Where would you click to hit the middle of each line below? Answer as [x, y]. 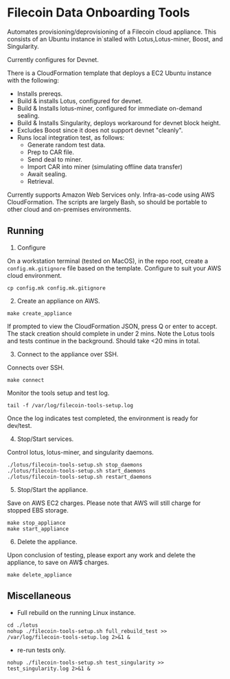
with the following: [33, 80]
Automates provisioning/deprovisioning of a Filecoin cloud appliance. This [112, 32]
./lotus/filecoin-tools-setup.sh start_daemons [77, 471]
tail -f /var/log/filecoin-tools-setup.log [70, 405]
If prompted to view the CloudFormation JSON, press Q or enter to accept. [112, 326]
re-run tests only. [42, 650]
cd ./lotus [23, 625]
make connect [26, 380]
